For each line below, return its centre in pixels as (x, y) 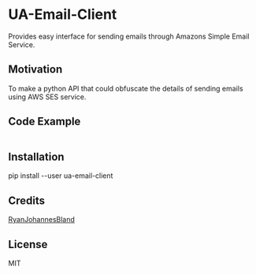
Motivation (35, 70)
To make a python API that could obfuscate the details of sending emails (126, 88)
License (28, 244)
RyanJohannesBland (41, 220)
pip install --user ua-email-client (61, 176)
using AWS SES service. (47, 97)
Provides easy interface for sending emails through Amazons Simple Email (129, 36)
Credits (27, 200)
